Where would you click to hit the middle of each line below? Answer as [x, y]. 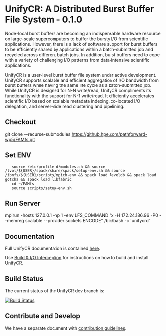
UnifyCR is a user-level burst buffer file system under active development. [81, 75]
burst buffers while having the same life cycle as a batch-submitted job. [78, 85]
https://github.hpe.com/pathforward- [110, 134]
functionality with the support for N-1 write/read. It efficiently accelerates [80, 96]
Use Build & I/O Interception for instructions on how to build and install [77, 258]
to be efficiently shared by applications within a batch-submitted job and [79, 49]
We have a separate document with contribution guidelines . [66, 328]
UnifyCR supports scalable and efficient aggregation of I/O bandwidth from [82, 80]
